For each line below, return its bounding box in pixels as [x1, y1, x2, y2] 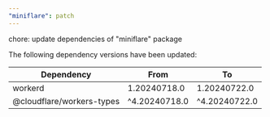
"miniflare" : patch [8, 11, 75, 20]
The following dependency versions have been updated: [8, 49, 198, 59]
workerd [12, 82, 45, 94]
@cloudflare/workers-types [12, 95, 120, 107]
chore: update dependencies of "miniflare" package [8, 34, 183, 44]
